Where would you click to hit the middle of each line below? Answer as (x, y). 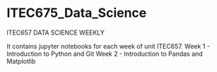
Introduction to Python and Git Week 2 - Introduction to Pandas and (105, 54)
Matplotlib (21, 61)
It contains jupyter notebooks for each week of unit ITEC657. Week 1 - (108, 46)
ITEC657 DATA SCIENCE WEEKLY (56, 32)
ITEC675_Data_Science (77, 13)
